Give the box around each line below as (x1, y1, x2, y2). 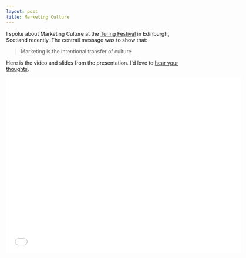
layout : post (6, 8, 38, 15)
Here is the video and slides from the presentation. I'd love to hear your (6, 59, 178, 66)
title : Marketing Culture (6, 14, 69, 20)
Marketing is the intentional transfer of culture (20, 47, 132, 55)
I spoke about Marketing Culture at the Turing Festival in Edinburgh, (6, 30, 170, 37)
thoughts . (6, 65, 29, 72)
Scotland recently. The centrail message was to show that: (6, 36, 148, 43)
